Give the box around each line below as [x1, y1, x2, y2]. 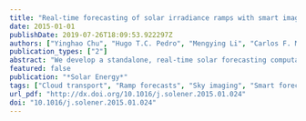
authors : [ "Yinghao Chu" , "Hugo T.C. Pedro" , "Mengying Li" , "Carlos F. [9, 38, 291, 48]
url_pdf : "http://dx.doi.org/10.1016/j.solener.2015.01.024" [9, 89, 247, 98]
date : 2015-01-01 [9, 22, 76, 31]
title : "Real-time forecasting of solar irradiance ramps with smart [9, 13, 280, 23]
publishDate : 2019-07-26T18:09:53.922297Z [9, 30, 173, 39]
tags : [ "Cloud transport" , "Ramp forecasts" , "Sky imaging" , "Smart [9, 81, 275, 90]
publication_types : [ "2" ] [9, 47, 107, 56]
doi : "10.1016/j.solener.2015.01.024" [9, 97, 157, 107]
